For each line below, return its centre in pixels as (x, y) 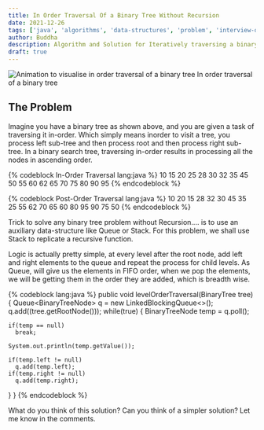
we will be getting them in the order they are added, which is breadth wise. (129, 279)
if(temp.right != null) (47, 373)
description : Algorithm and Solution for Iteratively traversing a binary (133, 45)
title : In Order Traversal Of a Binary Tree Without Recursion (114, 15)
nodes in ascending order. (50, 160)
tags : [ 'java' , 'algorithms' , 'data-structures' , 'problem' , (110, 30)
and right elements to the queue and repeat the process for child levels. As (129, 262)
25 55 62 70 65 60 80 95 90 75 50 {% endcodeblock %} (99, 207)
